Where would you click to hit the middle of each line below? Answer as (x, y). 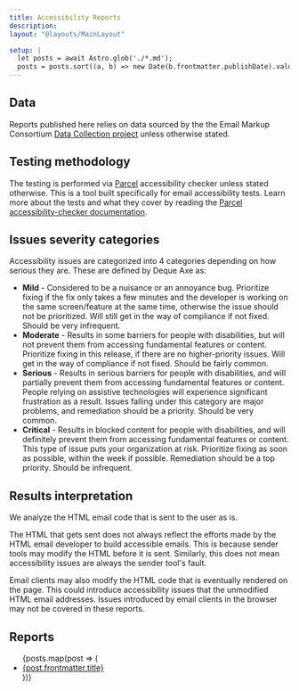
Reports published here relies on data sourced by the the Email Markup (139, 124)
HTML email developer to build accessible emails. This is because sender (144, 544)
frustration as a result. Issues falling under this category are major (143, 401)
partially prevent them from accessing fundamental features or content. (153, 383)
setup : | (25, 50)
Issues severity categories (85, 240)
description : (33, 26)
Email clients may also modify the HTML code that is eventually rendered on (149, 580)
